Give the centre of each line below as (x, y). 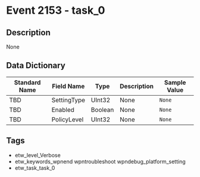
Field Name (68, 86)
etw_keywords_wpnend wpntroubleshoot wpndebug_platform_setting (100, 161)
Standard (27, 83)
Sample (175, 83)
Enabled (63, 109)
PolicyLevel (68, 119)
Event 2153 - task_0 (56, 10)
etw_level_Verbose (37, 155)
